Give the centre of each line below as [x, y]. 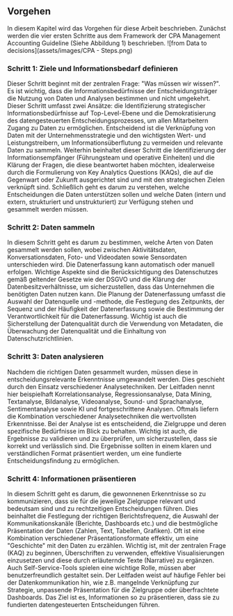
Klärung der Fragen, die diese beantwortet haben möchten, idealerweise [111, 165]
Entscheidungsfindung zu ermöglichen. [64, 460]
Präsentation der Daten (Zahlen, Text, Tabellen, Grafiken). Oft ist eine [106, 531]
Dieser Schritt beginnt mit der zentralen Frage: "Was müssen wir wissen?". [114, 84]
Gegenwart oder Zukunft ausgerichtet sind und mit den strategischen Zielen [116, 180]
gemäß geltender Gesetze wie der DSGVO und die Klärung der [97, 279]
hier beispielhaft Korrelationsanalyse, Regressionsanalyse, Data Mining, [110, 394]
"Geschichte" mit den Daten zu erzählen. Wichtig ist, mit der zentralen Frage [116, 545]
